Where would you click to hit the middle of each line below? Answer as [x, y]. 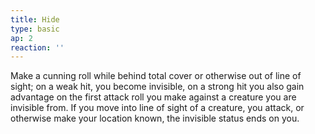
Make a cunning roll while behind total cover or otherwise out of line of [156, 76]
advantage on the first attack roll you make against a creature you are [153, 97]
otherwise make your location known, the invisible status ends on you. [155, 118]
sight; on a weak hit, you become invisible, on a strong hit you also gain [157, 87]
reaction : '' [37, 47]
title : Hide [35, 19]
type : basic [35, 29]
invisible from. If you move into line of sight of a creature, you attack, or [157, 108]
